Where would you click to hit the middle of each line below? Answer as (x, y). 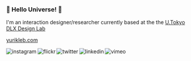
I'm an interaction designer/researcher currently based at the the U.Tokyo (96, 23)
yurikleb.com (22, 40)
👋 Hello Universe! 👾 (34, 9)
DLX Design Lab (26, 28)
